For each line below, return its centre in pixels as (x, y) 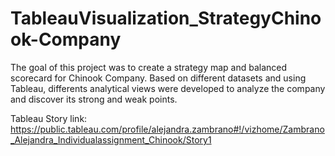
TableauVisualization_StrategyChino (166, 18)
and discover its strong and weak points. (94, 99)
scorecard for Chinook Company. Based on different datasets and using (158, 78)
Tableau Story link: (49, 118)
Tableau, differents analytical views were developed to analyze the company (168, 88)
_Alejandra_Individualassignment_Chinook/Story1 (111, 139)
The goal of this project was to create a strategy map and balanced (149, 67)
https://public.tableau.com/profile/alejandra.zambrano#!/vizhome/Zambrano (167, 129)
